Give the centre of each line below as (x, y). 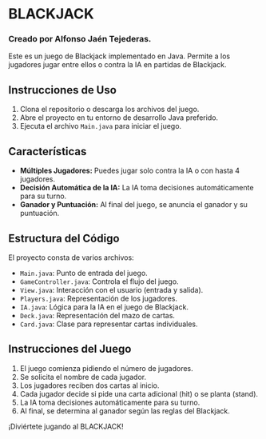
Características (48, 152)
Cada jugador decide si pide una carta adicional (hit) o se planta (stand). (139, 393)
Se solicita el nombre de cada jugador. (83, 377)
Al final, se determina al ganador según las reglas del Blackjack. (125, 411)
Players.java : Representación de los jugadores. (99, 298)
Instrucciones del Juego (70, 349)
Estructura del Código (64, 238)
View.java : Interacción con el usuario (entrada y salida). (111, 289)
